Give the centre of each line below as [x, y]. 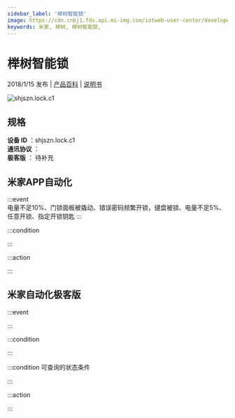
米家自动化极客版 [44, 295]
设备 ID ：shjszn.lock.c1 [41, 140]
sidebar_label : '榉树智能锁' [47, 14]
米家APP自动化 [40, 182]
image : [17, 20]
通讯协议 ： [23, 149]
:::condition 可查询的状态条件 [49, 367]
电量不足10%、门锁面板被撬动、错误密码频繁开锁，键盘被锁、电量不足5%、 [116, 207]
